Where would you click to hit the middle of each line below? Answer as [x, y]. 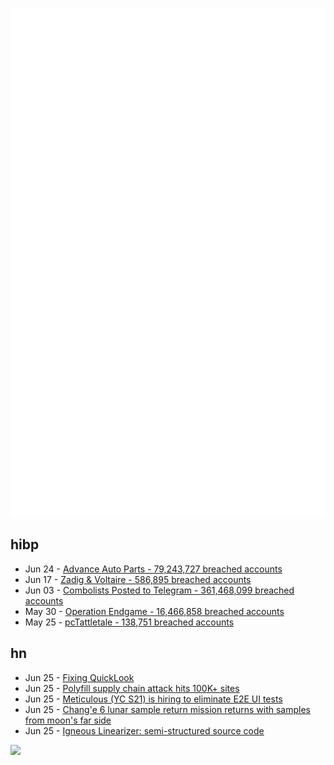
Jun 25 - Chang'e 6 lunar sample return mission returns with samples [167, 709]
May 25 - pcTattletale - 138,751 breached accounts [129, 622]
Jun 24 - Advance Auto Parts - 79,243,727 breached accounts [153, 569]
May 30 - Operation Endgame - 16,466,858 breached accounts [154, 611]
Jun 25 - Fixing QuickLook [79, 677]
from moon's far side [68, 720]
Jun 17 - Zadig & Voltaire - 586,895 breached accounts [138, 579]
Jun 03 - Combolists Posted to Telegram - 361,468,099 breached [159, 590]
